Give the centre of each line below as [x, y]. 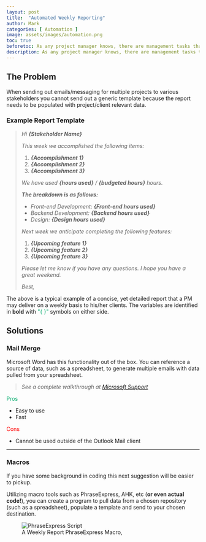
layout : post [23, 12]
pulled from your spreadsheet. [44, 374]
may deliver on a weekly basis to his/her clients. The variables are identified [102, 305]
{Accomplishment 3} [58, 171]
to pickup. [19, 482]
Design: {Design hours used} [68, 219]
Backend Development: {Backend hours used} [90, 213]
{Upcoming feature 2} [59, 250]
